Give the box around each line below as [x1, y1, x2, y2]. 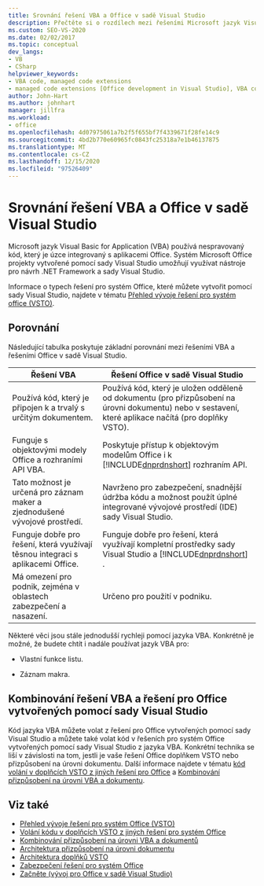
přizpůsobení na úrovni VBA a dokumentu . [8, 775, 145, 785]
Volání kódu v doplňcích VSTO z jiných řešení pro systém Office [19, 827, 226, 837]
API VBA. [12, 464, 46, 475]
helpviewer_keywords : [8, 70, 79, 78]
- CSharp [8, 63, 37, 71]
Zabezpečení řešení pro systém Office [19, 861, 144, 870]
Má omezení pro [12, 571, 72, 582]
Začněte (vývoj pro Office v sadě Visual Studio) [19, 869, 173, 879]
